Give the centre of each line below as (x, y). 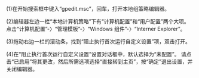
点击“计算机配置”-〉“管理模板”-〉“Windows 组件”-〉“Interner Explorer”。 (96, 29)
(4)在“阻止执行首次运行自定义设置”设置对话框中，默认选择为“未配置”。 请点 (99, 54)
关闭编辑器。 (22, 69)
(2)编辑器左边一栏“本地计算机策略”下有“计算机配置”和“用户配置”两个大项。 (98, 21)
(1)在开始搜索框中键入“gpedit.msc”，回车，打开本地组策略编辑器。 (88, 9)
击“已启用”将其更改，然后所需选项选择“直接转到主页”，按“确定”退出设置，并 (99, 62)
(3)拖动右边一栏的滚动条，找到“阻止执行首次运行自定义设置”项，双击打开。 (99, 41)
